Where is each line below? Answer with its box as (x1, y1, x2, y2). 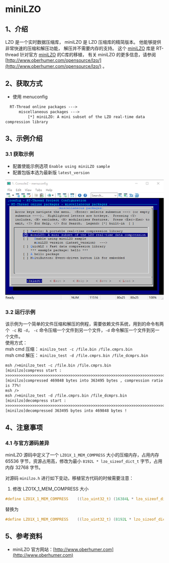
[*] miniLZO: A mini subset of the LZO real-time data (27, 114, 145, 119)
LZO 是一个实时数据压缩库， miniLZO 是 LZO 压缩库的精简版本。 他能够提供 (5, 39, 161, 45)
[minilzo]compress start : (5, 368, 62, 373)
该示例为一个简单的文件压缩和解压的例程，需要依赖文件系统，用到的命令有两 (5, 321, 164, 327)
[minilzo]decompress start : (5, 398, 66, 403)
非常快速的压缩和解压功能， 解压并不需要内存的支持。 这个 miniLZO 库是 (5, 45, 155, 51)
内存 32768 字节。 (5, 464, 44, 471)
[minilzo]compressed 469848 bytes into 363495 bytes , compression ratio (5, 378, 163, 383)
